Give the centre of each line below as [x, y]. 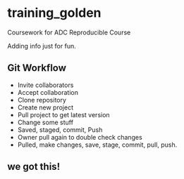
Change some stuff [45, 122]
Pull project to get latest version [64, 114]
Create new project [45, 107]
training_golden [54, 13]
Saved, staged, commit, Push [60, 130]
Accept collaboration [48, 92]
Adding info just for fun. [42, 46]
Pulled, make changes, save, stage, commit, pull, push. [97, 145]
